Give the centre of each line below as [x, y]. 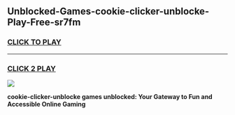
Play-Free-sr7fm [44, 23]
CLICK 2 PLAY [31, 68]
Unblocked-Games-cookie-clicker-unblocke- [108, 11]
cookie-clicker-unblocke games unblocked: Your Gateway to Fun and [110, 96]
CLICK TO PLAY [34, 43]
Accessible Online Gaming [47, 104]
